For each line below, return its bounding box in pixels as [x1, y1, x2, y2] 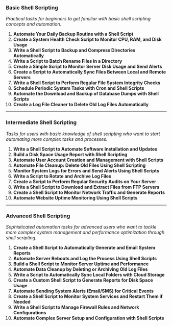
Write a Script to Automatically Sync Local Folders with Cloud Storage [13, 271, 165, 278]
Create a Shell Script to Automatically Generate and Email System [13, 244, 156, 250]
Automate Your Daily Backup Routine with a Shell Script [13, 31, 134, 37]
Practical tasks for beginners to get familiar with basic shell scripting [6, 16, 151, 22]
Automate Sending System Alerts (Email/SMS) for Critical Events [13, 288, 154, 294]
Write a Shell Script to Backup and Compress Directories [13, 47, 136, 54]
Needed [13, 298, 31, 305]
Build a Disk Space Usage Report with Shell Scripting [13, 151, 128, 157]
